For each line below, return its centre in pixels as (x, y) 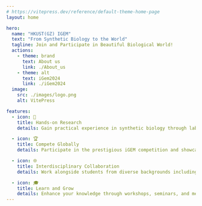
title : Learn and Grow (45, 188)
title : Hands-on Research (50, 122)
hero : (13, 28)
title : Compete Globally (48, 144)
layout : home (23, 17)
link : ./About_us (44, 67)
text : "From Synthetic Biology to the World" (70, 40)
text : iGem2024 (41, 78)
